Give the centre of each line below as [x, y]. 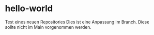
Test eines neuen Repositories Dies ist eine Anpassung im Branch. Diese [77, 22]
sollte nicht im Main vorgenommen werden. [48, 27]
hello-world [29, 9]
